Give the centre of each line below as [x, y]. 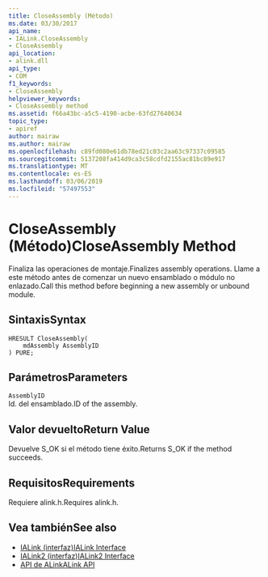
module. [22, 294]
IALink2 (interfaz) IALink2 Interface [77, 556]
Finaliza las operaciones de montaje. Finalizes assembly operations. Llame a [134, 269]
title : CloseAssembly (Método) [61, 16]
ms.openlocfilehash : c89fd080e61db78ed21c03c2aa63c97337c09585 [117, 151]
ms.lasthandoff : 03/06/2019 [56, 182]
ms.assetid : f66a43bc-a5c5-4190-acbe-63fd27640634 [95, 114]
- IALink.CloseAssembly [48, 38]
